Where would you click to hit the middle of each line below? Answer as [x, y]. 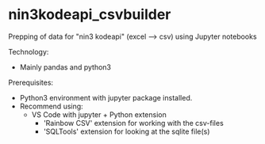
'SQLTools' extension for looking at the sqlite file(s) [127, 131]
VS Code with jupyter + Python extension [99, 114]
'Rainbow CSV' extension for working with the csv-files [133, 123]
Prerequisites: [31, 82]
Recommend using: [51, 106]
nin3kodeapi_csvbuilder [90, 15]
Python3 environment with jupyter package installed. [106, 97]
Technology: [29, 51]
